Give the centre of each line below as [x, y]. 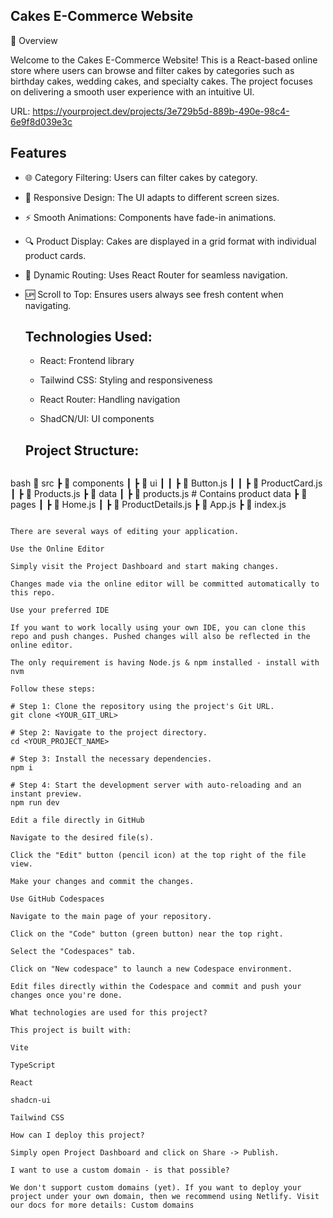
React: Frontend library [87, 361]
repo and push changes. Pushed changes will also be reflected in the [160, 637]
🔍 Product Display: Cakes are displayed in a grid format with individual [170, 241]
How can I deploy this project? [77, 1135]
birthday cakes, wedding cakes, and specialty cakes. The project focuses [161, 81]
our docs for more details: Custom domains [102, 1205]
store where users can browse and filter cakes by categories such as [152, 70]
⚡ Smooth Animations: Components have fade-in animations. [150, 217]
